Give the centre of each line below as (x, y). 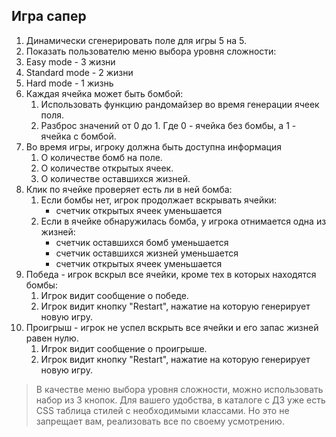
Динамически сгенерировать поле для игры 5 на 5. (136, 40)
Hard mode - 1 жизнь (69, 83)
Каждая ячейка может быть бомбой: (104, 93)
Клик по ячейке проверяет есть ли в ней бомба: (129, 189)
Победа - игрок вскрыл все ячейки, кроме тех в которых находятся (171, 274)
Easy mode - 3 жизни (70, 61)
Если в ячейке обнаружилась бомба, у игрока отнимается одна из (183, 221)
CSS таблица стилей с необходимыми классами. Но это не (162, 410)
